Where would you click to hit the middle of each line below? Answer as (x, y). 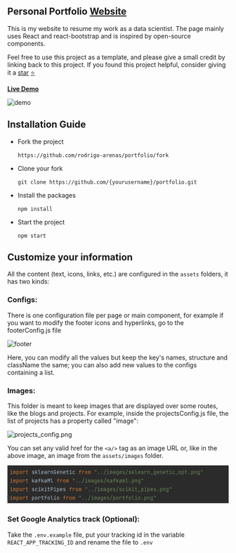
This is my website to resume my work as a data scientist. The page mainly (116, 28)
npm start (32, 236)
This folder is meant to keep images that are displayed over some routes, (113, 406)
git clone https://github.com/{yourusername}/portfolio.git (107, 182)
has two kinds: (28, 281)
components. (26, 43)
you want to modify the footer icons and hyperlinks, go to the (96, 322)
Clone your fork (40, 168)
